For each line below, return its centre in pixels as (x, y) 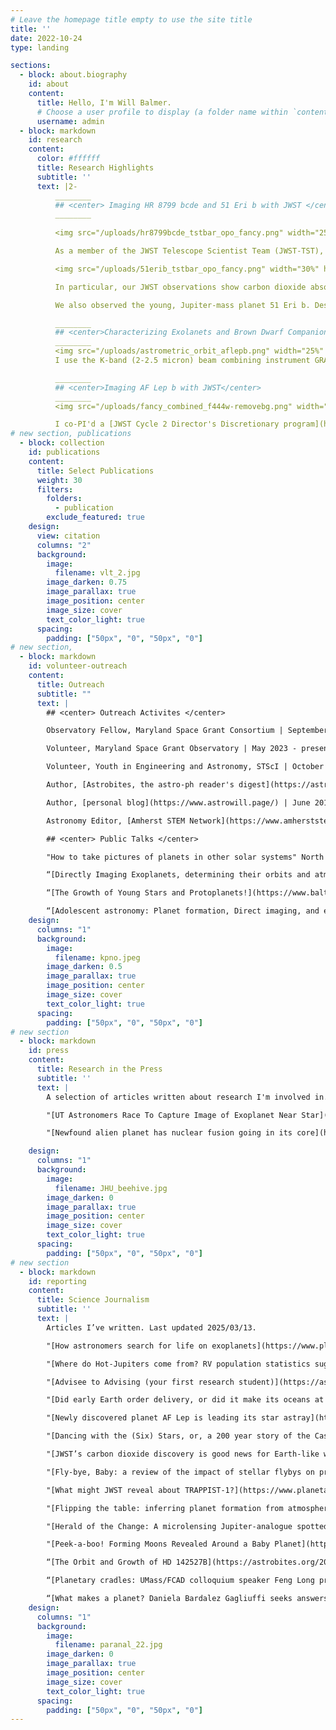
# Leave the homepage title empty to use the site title (131, 19)
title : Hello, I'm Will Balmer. (104, 102)
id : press (49, 1051)
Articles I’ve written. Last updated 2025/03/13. (151, 1327)
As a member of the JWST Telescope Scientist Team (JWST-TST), (189, 251)
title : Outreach (70, 684)
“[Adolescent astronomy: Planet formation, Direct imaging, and (183, 911)
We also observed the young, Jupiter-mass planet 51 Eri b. (182, 305)
